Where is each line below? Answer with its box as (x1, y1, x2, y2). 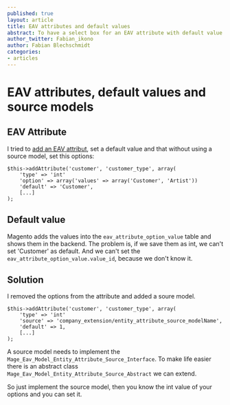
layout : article (7, 17, 54, 23)
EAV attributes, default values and (7, 84, 206, 100)
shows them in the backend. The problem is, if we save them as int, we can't (7, 239, 224, 248)
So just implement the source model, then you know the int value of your (7, 383, 213, 391)
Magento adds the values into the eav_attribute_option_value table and (7, 232, 211, 241)
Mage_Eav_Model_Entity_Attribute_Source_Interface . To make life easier (7, 355, 211, 363)
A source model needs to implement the (7, 348, 120, 356)
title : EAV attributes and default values (7, 23, 130, 30)
